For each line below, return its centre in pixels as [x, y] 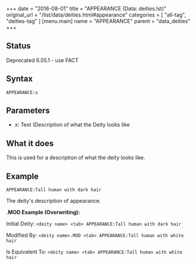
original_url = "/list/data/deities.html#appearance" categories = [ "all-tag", [96, 15]
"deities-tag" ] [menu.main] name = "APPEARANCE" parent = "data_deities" [98, 21]
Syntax [19, 79]
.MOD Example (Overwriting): [43, 212]
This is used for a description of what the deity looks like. [76, 158]
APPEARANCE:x [22, 92]
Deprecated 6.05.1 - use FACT [42, 60]
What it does [30, 143]
